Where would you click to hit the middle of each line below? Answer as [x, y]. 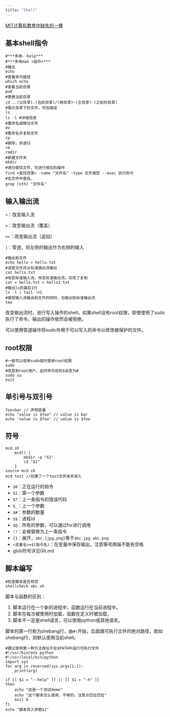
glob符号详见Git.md [34, 550]
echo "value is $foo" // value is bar [47, 415]
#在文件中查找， [20, 179]
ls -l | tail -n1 [24, 293]
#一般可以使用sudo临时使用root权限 [39, 361]
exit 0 [22, 700]
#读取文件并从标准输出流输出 [31, 268]
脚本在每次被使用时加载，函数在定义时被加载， [62, 614]
